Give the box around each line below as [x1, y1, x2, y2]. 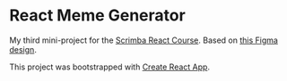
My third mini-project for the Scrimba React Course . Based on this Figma [9, 35, 278, 45]
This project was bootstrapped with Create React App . [9, 61, 211, 72]
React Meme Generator [9, 5, 186, 26]
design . [9, 44, 38, 54]
